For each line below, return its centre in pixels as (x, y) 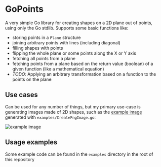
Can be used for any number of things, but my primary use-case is (73, 106)
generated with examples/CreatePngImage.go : (51, 117)
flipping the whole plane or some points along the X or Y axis (74, 53)
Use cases (21, 95)
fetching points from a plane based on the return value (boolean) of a (82, 64)
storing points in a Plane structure (46, 37)
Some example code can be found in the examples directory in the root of (79, 154)
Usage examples (31, 142)
